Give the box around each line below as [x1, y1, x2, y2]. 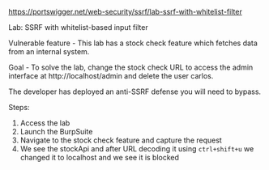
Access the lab [19, 118, 70, 128]
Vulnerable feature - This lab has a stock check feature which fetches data [8, 38, 258, 48]
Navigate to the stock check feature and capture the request [19, 135, 223, 145]
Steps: [8, 103, 30, 112]
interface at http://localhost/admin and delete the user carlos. [8, 71, 214, 80]
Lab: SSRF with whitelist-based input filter [8, 23, 148, 32]
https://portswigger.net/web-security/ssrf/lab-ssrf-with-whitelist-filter [8, 7, 243, 16]
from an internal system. [8, 47, 90, 56]
